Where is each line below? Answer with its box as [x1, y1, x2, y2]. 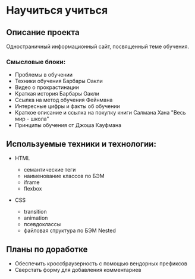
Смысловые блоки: [6, 58, 66, 66]
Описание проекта [6, 27, 80, 37]
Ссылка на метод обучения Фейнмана [14, 96, 113, 104]
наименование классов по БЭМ [23, 173, 105, 180]
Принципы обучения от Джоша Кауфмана [14, 122, 122, 129]
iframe [23, 179, 40, 186]
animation [23, 214, 48, 221]
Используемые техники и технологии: [6, 139, 156, 149]
